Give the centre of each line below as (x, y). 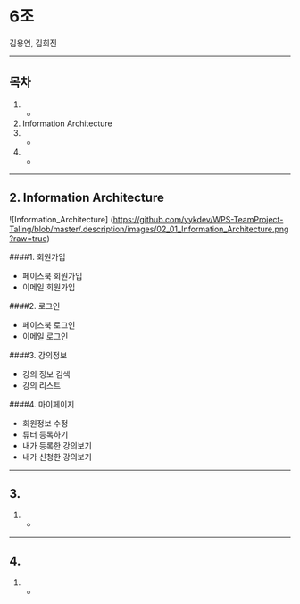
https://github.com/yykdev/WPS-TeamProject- (198, 219)
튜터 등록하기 (45, 434)
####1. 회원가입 (37, 256)
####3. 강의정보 (38, 355)
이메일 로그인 (45, 336)
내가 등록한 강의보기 (57, 445)
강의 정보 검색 (46, 373)
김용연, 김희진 (33, 43)
